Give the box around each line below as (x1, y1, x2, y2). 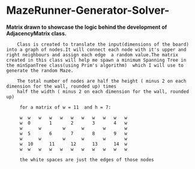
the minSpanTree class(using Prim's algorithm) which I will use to (6, 62, 184, 68)
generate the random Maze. (6, 67, 74, 74)
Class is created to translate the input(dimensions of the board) (17, 41, 189, 47)
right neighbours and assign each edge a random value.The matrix (6, 52, 179, 58)
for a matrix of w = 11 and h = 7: (19, 104, 112, 110)
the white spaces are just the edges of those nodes (19, 156, 154, 162)
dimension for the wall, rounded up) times (6, 83, 117, 89)
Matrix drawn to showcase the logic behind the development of (6, 23, 167, 31)
